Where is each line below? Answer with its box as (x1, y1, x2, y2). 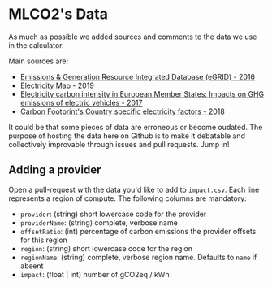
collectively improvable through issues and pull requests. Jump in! (8, 139, 230, 149)
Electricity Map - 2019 (19, 80, 95, 90)
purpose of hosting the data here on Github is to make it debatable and (8, 131, 246, 141)
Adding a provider (8, 163, 101, 177)
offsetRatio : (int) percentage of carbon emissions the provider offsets (19, 226, 257, 236)
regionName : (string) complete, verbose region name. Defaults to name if (19, 252, 257, 262)
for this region (19, 235, 67, 245)
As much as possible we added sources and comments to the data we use (8, 32, 257, 41)
